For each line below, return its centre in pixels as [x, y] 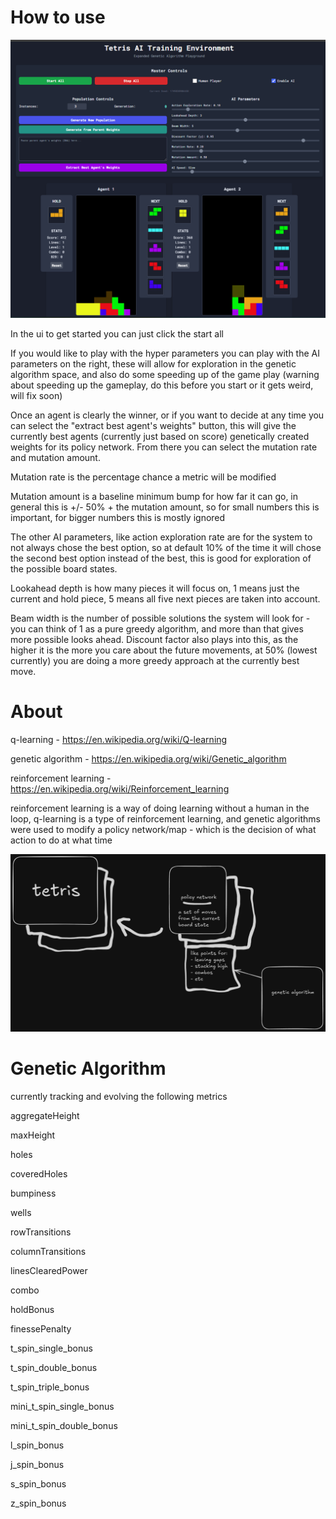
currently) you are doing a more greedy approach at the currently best [155, 660]
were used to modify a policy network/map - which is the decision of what [163, 829]
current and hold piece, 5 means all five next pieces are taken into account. [165, 598]
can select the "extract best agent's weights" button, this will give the [153, 425]
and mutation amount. [55, 457]
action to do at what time [61, 840]
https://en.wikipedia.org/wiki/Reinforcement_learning [120, 788]
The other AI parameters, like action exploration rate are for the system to [161, 537]
